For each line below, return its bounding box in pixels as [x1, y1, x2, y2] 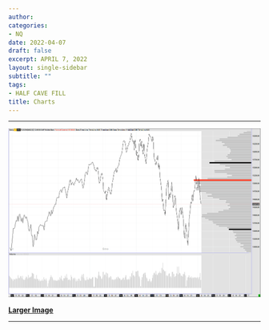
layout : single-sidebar [8, 64, 88, 72]
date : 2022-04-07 [8, 39, 66, 47]
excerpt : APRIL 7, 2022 [8, 55, 88, 63]
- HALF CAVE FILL [8, 89, 66, 97]
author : [8, 13, 34, 21]
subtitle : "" [8, 72, 52, 80]
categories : [8, 21, 48, 30]
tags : [8, 80, 26, 88]
